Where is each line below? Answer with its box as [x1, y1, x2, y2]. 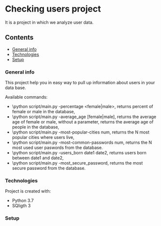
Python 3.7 [12, 197, 34, 204]
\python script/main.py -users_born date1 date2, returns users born [12, 150, 146, 156]
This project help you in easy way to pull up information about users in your [5, 80, 155, 86]
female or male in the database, [12, 109, 75, 115]
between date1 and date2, [12, 155, 64, 161]
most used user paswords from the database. [12, 145, 103, 151]
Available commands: [5, 94, 48, 100]
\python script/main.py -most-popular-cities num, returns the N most [12, 129, 150, 135]
